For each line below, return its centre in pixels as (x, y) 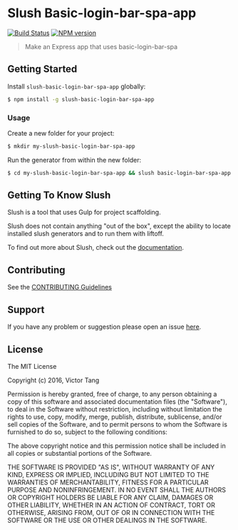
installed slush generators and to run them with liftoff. (86, 234)
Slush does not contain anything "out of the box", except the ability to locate (119, 226)
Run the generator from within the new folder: (74, 160)
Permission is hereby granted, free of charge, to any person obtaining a (112, 394)
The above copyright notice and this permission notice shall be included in (117, 445)
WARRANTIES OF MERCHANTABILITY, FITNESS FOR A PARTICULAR (108, 482)
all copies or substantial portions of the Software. (79, 453)
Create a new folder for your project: (61, 133)
